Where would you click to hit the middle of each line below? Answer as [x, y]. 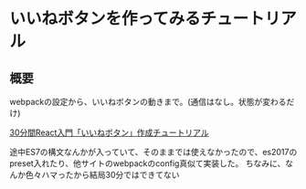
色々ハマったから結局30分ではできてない [102, 175]
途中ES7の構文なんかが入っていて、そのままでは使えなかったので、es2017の [153, 152]
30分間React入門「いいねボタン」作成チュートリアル [109, 132]
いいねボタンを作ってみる [105, 19]
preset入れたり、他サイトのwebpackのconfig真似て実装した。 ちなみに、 [148, 163]
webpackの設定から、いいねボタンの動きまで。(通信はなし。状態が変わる [148, 102]
